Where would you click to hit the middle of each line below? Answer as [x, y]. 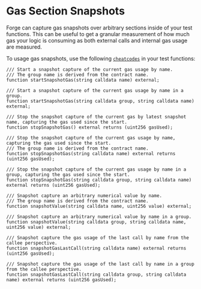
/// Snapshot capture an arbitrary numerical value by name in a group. [99, 217]
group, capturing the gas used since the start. [68, 175]
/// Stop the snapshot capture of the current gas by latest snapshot [96, 117]
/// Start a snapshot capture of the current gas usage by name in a [95, 90]
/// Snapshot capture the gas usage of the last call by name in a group [100, 264]
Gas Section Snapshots [65, 11]
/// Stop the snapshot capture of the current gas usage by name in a [96, 169]
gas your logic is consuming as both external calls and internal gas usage [97, 40]
